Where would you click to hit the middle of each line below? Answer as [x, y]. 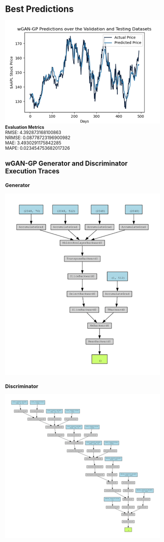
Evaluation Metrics [25, 127]
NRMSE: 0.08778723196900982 [38, 137]
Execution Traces [32, 171]
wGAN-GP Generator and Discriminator [66, 164]
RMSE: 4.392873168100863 [33, 132]
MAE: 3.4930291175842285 [33, 143]
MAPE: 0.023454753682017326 [38, 148]
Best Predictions [40, 9]
